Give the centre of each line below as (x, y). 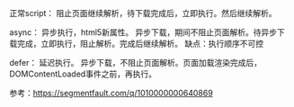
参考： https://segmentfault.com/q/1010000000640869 (111, 93)
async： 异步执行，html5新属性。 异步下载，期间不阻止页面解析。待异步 (143, 32)
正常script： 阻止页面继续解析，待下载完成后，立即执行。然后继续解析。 (143, 13)
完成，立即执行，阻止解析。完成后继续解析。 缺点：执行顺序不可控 (140, 44)
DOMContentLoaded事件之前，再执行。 (83, 74)
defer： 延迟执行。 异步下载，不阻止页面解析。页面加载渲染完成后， (136, 62)
